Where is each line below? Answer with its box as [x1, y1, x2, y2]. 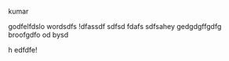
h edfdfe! [8, 45, 38, 54]
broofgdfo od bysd [8, 30, 69, 39]
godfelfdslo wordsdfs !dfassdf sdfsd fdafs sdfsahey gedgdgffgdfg [8, 22, 222, 30]
